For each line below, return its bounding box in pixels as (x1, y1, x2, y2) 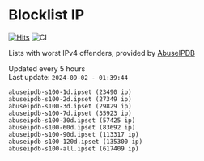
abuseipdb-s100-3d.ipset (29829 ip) (8, 102, 132, 110)
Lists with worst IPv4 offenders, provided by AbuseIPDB (8, 48, 196, 57)
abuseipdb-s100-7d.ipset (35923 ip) (8, 109, 132, 117)
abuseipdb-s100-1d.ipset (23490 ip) (8, 87, 132, 96)
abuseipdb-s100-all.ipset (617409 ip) (8, 144, 139, 153)
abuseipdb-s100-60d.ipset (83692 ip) (8, 123, 136, 131)
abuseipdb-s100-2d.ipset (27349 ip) (8, 95, 132, 103)
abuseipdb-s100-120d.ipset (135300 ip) (8, 138, 143, 146)
